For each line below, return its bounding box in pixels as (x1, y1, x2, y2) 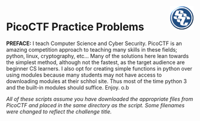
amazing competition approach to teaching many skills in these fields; (6, 46, 177, 53)
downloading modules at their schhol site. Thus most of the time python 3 (6, 77, 187, 85)
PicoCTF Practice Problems (6, 20, 145, 34)
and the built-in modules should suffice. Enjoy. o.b (6, 84, 129, 91)
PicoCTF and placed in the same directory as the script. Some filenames (6, 101, 185, 109)
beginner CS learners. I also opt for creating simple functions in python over (6, 65, 192, 72)
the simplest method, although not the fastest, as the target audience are (6, 59, 185, 66)
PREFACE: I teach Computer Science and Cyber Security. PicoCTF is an (6, 40, 183, 47)
